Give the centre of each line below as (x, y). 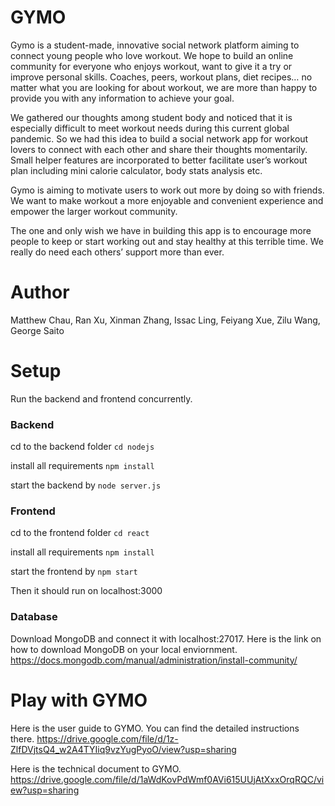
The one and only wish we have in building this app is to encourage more (161, 230)
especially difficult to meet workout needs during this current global (150, 128)
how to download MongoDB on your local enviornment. (124, 649)
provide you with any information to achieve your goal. (122, 98)
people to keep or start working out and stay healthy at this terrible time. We (167, 241)
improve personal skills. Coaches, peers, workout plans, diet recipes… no (161, 77)
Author (40, 292)
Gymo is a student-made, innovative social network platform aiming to (155, 45)
